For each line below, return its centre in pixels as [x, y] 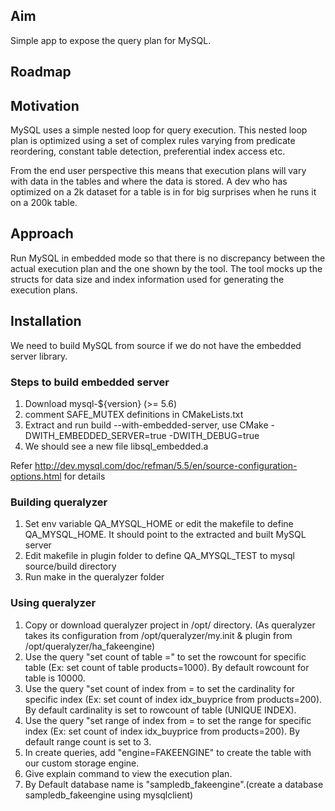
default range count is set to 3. [88, 741]
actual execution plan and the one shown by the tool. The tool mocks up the [166, 268]
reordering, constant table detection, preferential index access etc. [148, 151]
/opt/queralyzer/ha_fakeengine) [90, 646]
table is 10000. [55, 678]
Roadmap [41, 72]
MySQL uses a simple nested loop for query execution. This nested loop [159, 130]
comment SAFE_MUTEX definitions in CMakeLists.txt [134, 414]
